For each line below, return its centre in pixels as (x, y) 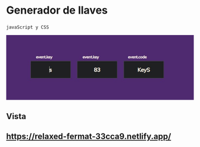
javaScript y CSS (28, 27)
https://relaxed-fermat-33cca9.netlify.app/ (89, 137)
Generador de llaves (57, 10)
